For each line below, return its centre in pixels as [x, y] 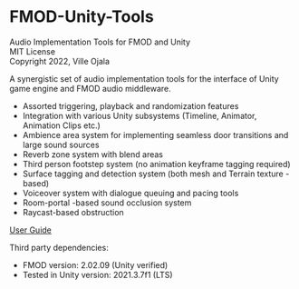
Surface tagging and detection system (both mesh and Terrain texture [153, 174]
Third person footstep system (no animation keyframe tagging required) [157, 164]
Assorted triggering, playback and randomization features [130, 105]
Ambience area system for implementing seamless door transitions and [155, 135]
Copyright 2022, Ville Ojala [60, 61]
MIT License [33, 51]
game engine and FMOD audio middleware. [90, 88]
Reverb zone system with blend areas [92, 154]
